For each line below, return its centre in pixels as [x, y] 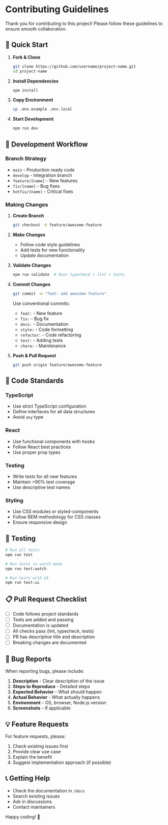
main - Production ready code [44, 169]
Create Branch [28, 216]
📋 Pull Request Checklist [46, 599]
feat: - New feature [41, 313]
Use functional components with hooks [54, 441]
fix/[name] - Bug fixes [36, 186]
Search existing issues [36, 796]
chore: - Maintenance [43, 346]
